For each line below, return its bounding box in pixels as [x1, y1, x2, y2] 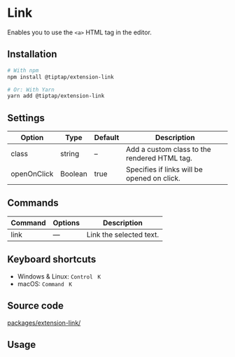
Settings [7, 112, 45, 124]
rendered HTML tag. [125, 153, 192, 163]
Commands [7, 197, 59, 209]
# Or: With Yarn [7, 86, 55, 93]
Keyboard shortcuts [7, 253, 97, 265]
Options [52, 218, 80, 227]
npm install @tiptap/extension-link [7, 73, 114, 80]
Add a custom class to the [125, 145, 211, 155]
